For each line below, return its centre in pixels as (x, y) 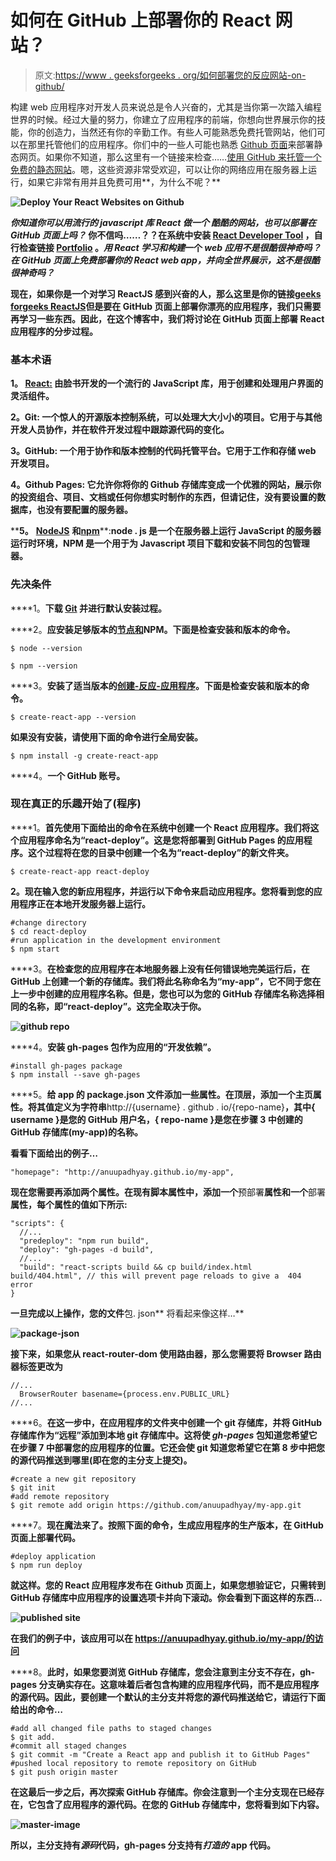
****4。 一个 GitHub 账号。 (68, 775)
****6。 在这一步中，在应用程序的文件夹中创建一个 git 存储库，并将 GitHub (166, 1422)
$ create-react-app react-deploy (80, 871)
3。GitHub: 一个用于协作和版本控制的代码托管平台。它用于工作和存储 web (163, 451)
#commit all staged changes (69, 1746)
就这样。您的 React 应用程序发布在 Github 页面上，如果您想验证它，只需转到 (168, 1585)
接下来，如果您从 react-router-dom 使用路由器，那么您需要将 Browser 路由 (166, 1353)
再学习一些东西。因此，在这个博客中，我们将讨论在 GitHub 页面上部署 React (167, 318)
